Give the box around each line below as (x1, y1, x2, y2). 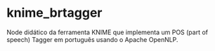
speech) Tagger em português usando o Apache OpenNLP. (6, 35, 178, 43)
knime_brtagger (6, 5, 103, 21)
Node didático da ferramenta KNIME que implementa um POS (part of (6, 28, 209, 36)
